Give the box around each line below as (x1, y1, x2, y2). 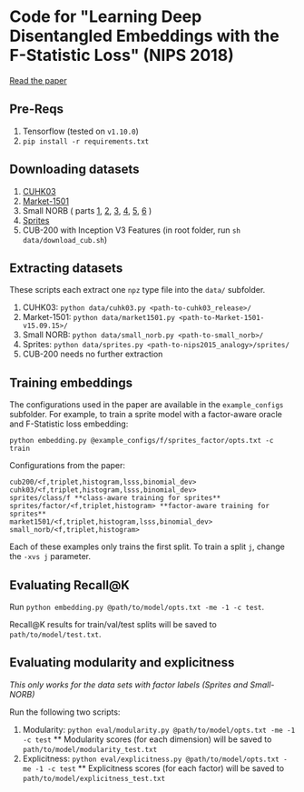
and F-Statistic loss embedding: (9, 418, 129, 429)
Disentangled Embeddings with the (9, 25, 279, 46)
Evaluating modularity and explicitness (9, 655, 235, 670)
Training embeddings (9, 375, 133, 390)
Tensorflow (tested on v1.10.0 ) (22, 125, 139, 136)
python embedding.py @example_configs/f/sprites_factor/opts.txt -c (9, 436, 274, 446)
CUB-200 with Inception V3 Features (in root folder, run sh (22, 225, 240, 236)
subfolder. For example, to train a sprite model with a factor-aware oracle (9, 409, 283, 420)
